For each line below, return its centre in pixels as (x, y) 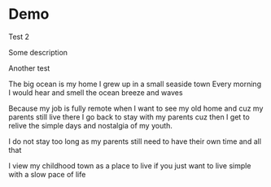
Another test (29, 68)
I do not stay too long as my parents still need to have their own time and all (135, 141)
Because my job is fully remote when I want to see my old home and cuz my (136, 108)
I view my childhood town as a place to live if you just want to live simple (130, 165)
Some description (38, 52)
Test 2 (19, 37)
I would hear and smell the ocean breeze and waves (96, 92)
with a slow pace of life (47, 174)
